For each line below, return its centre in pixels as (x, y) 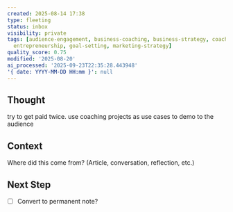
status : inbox (28, 26)
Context (25, 146)
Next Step (29, 185)
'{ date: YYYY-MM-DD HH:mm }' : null (60, 72)
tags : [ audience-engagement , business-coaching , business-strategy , (108, 40)
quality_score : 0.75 (37, 53)
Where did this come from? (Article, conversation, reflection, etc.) (101, 163)
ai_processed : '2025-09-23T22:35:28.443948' (72, 65)
